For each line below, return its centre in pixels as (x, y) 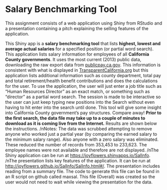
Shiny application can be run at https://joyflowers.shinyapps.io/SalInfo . (78, 155)
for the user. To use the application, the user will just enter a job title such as (83, 86)
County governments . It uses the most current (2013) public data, (73, 59)
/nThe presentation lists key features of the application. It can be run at (78, 160)
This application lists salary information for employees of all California (77, 54)
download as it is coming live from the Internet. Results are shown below (81, 123)
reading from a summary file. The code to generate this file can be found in (82, 171)
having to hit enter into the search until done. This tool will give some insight (83, 107)
